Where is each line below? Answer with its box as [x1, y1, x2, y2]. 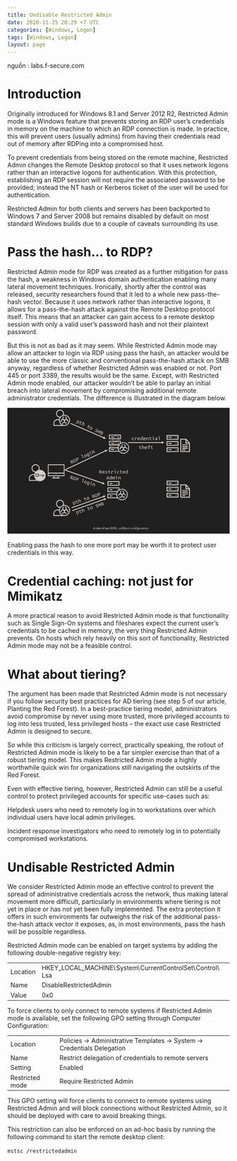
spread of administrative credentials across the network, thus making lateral [7, 890, 229, 898]
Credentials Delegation [59, 1044, 126, 1052]
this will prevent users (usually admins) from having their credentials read [7, 132, 221, 141]
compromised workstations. [7, 834, 89, 843]
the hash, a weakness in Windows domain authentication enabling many [7, 275, 217, 283]
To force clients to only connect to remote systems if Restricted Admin [7, 1006, 212, 1015]
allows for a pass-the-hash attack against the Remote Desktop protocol [7, 305, 215, 314]
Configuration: [7, 1021, 49, 1030]
